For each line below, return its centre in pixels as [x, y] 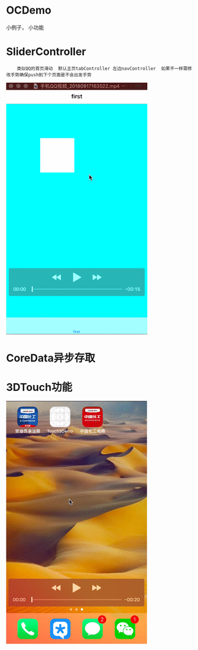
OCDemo [29, 10]
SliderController [46, 52]
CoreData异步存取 [51, 358]
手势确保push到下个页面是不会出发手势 [51, 75]
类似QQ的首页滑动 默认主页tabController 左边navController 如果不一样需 [102, 69]
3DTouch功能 [39, 387]
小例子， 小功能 [25, 27]
